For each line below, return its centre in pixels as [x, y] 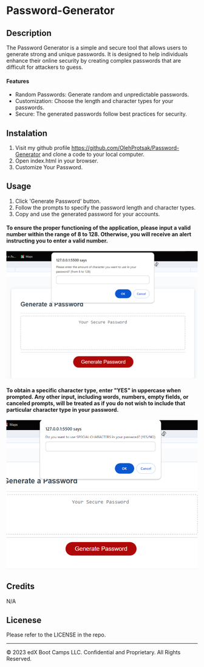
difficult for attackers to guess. [45, 67]
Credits [21, 586]
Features [18, 81]
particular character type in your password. [63, 410]
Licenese [24, 620]
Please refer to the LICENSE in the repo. [56, 635]
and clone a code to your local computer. [93, 154]
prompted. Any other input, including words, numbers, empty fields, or [97, 397]
